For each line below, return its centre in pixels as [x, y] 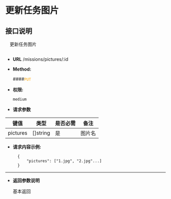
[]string [41, 133]
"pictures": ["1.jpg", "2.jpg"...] [64, 161]
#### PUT [22, 79]
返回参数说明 [26, 181]
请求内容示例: [27, 147]
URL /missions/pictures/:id [40, 59]
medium [20, 99]
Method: [22, 69]
